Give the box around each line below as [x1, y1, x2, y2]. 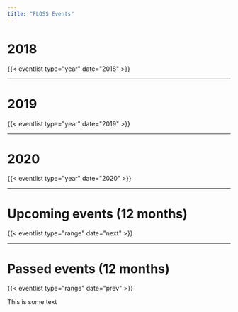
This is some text [7, 298, 57, 306]
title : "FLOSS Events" [7, 10, 74, 18]
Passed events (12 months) [7, 260, 170, 277]
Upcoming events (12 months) [7, 206, 188, 222]
